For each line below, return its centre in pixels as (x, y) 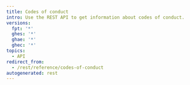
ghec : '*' (24, 45)
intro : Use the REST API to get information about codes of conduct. (96, 17)
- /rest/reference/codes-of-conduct (58, 67)
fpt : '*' (23, 28)
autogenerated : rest (32, 73)
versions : (19, 23)
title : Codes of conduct (37, 12)
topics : (16, 51)
